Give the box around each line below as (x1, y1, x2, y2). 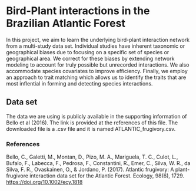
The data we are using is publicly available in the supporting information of (6, 113, 187, 120)
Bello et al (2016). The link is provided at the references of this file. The (6, 119, 178, 126)
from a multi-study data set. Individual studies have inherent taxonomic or (6, 42, 185, 50)
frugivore (6, 172, 28, 179)
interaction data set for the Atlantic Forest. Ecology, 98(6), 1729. (29, 172, 184, 179)
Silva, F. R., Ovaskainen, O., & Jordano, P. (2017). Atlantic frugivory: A (6, 166, 174, 173)
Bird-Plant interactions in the (6, 4, 150, 18)
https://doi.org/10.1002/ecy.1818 (6, 179, 83, 186)
